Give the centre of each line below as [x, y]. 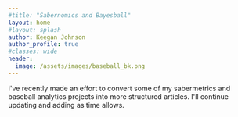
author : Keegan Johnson [47, 37]
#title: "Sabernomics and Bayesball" [70, 15]
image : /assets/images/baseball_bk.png [80, 66]
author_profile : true [43, 44]
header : [21, 59]
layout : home [29, 23]
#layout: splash [34, 30]
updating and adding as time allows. [67, 105]
